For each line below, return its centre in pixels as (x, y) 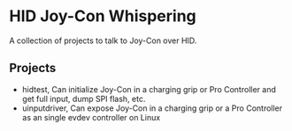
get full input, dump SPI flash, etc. (84, 98)
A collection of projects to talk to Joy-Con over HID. (103, 40)
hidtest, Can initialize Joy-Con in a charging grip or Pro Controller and (149, 89)
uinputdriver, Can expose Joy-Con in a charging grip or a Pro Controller (152, 108)
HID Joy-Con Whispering (103, 16)
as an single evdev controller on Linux (91, 117)
